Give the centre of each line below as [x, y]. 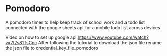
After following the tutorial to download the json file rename [100, 42]
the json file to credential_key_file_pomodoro [52, 48]
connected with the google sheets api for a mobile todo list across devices [83, 27]
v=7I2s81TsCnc [21, 42]
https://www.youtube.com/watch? [113, 37]
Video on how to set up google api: [42, 37]
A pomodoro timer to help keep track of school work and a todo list [75, 22]
